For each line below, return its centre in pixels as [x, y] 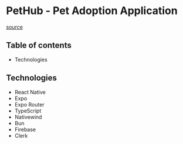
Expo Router [30, 104]
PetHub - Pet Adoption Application [92, 11]
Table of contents [39, 45]
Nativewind [28, 117]
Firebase [25, 129]
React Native [30, 92]
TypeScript [28, 111]
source [15, 27]
